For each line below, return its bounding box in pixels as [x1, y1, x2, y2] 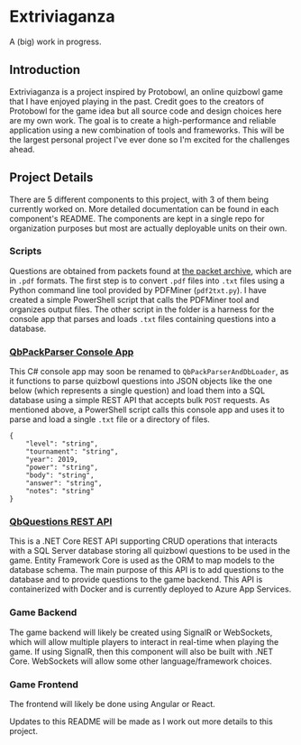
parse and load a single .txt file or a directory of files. [9, 414, 210, 425]
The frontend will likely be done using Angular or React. [9, 699, 216, 710]
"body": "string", [25, 471, 95, 480]
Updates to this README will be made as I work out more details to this [9, 716, 273, 727]
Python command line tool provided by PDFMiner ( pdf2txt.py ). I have [9, 284, 268, 295]
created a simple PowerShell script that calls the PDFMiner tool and [9, 294, 260, 305]
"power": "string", [25, 463, 99, 473]
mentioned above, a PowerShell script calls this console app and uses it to [9, 404, 286, 416]
